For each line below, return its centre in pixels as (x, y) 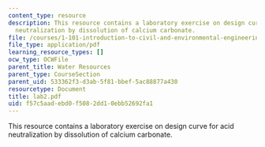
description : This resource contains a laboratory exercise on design (127, 23)
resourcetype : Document (47, 89)
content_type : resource (47, 15)
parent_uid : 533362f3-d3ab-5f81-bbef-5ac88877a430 (93, 81)
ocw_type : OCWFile (38, 60)
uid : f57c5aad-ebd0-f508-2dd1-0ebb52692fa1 (81, 104)
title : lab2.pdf (35, 96)
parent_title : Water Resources (60, 67)
